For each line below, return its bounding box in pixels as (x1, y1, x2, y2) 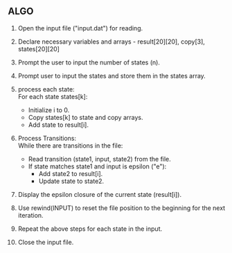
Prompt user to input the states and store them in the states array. (17, 71, 206, 80)
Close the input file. (17, 238, 74, 246)
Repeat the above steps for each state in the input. (17, 225, 162, 233)
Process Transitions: (17, 134, 77, 142)
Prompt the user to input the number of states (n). (17, 58, 160, 67)
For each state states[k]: (17, 92, 88, 101)
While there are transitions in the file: (17, 141, 123, 150)
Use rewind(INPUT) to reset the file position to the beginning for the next (17, 204, 226, 212)
